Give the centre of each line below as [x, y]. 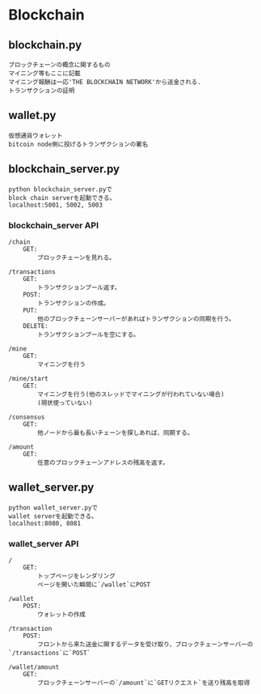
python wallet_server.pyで [53, 508]
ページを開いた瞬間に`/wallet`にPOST [94, 585]
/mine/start [28, 378]
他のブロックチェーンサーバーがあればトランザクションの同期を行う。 [137, 319]
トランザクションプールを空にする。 [88, 334]
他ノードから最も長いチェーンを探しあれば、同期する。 [116, 432]
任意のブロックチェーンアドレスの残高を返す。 [103, 462]
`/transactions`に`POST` [50, 654]
